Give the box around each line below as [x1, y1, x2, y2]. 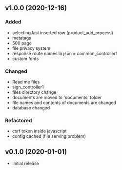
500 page [12, 40, 32, 46]
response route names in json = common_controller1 [12, 50, 118, 56]
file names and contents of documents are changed [12, 100, 116, 106]
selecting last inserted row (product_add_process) [12, 29, 114, 36]
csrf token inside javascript [12, 128, 67, 134]
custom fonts [12, 56, 39, 62]
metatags [12, 35, 32, 41]
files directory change [12, 89, 57, 95]
